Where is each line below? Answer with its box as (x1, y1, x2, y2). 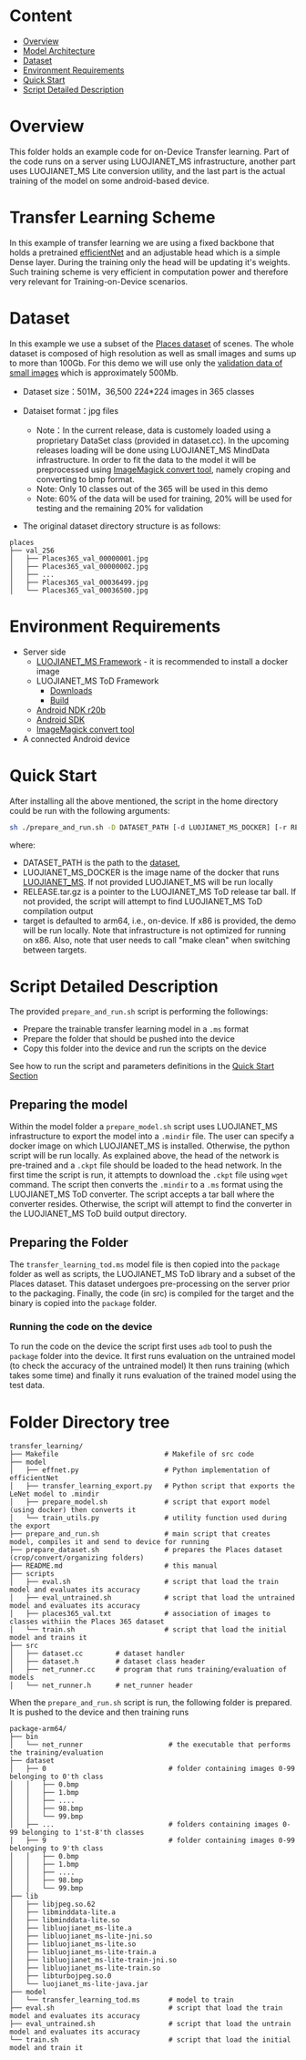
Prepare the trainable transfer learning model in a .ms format (22, 1024, 249, 1035)
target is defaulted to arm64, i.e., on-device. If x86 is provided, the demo (22, 915, 297, 926)
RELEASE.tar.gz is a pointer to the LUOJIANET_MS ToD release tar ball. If (22, 886, 297, 897)
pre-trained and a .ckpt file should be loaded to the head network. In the (9, 1159, 282, 1171)
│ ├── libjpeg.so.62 (9, 1900, 96, 1910)
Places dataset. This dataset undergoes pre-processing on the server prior (9, 1278, 291, 1290)
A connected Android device (22, 733, 130, 744)
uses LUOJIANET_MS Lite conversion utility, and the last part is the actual (9, 165, 286, 176)
